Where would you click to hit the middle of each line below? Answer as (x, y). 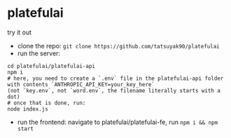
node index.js (28, 109)
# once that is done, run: (47, 103)
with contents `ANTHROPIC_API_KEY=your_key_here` (81, 84)
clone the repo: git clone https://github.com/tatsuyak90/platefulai (118, 46)
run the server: (39, 53)
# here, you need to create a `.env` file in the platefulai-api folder (115, 78)
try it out (20, 32)
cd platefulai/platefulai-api (51, 66)
